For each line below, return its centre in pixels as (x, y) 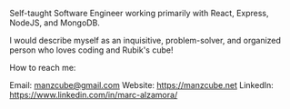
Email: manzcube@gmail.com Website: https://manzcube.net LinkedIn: (142, 85)
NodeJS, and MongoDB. (55, 23)
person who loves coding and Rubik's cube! (91, 50)
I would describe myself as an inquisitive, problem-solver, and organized (145, 40)
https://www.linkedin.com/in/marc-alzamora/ (94, 95)
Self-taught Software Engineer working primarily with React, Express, (140, 13)
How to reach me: (43, 68)
